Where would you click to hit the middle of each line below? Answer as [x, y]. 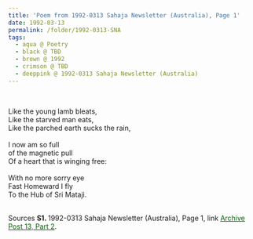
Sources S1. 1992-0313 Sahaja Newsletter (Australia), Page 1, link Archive [126, 218]
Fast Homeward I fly [40, 186]
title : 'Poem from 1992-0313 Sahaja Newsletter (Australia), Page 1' [125, 15]
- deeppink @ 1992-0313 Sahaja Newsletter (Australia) [107, 74]
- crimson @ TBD [42, 67]
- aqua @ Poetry [42, 45]
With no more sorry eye [46, 178]
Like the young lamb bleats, [53, 111]
